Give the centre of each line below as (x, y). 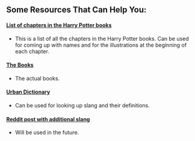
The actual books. (37, 78)
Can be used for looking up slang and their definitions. (82, 105)
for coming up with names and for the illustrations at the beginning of (101, 45)
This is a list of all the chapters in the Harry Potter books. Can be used (102, 38)
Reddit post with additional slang (48, 119)
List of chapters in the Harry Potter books (59, 25)
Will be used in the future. (47, 133)
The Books (20, 65)
